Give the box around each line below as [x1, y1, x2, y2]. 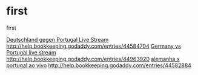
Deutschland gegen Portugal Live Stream [6, 36, 109, 43]
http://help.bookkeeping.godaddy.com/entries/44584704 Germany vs [6, 42, 182, 50]
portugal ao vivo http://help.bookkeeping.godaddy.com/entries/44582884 [6, 62, 192, 69]
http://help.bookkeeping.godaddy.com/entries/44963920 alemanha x [6, 55, 180, 62]
